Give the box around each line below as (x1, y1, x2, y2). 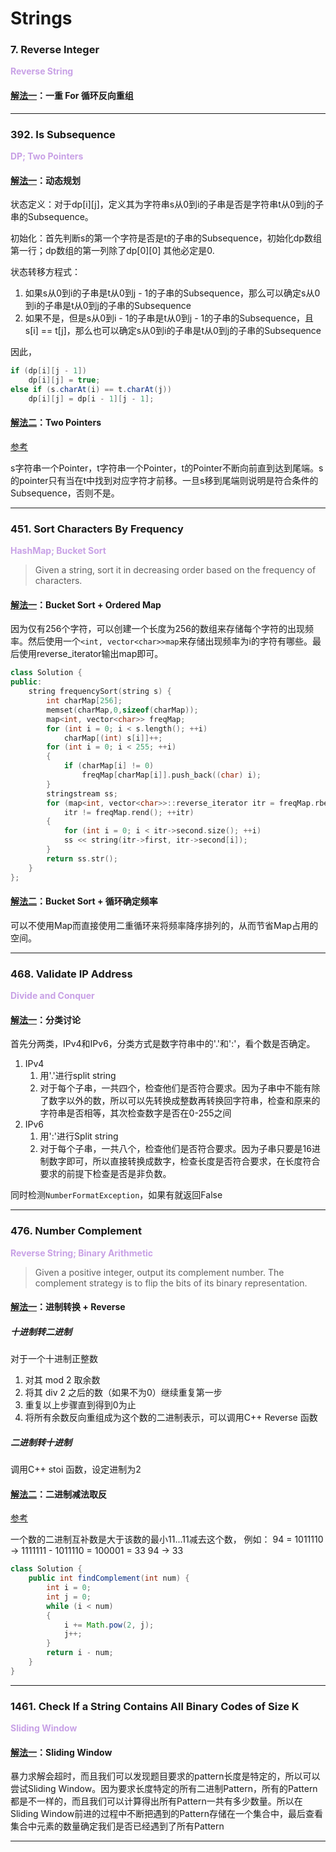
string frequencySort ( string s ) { (28, 687, 172, 697)
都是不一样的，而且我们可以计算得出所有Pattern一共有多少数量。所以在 (10, 1795, 303, 1807)
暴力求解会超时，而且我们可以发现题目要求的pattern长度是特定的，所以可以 (10, 1770, 321, 1782)
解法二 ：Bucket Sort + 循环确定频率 (10, 895, 158, 907)
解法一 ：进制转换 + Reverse (10, 1301, 126, 1313)
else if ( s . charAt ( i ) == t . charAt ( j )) (10, 384, 172, 394)
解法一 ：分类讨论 (10, 1013, 81, 1026)
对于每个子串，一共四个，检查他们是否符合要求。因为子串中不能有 (39, 1082, 312, 1094)
